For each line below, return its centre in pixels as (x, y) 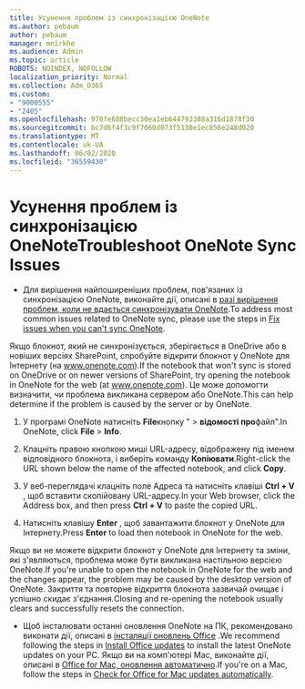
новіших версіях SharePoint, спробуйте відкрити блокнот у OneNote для (150, 356)
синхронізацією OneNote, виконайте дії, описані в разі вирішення (150, 299)
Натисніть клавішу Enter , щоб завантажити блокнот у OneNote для (153, 523)
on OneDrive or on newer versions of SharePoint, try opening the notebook (150, 375)
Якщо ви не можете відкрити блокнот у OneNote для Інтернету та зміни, (150, 551)
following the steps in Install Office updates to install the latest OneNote (157, 645)
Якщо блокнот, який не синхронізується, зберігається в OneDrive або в (148, 346)
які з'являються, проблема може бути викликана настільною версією (146, 560)
